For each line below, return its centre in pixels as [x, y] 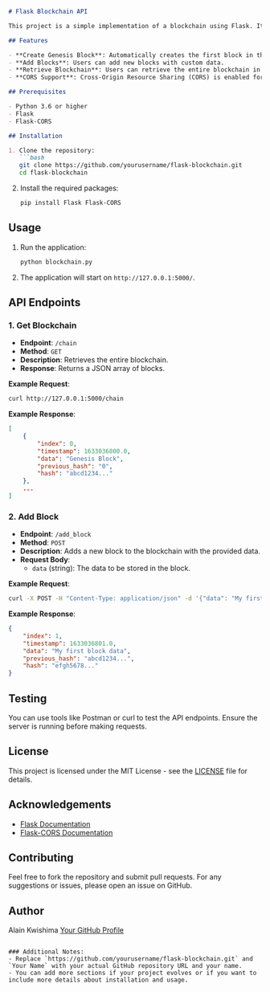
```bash [32, 158]
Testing [28, 698]
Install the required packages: [69, 188]
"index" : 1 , [43, 636]
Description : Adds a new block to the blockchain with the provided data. [140, 551]
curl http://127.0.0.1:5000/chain [66, 399]
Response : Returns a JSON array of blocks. [92, 369]
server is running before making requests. [78, 726]
